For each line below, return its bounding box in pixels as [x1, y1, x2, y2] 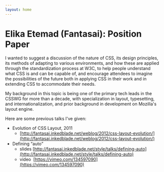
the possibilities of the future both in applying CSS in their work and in [5, 75, 147, 81]
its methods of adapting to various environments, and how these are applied [5, 60, 160, 66]
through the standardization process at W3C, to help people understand [5, 65, 151, 71]
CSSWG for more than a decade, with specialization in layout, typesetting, [5, 96, 155, 101]
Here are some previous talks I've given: [5, 116, 87, 122]
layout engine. [5, 106, 34, 112]
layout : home [5, 7, 32, 12]
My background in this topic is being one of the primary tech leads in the [5, 90, 152, 96]
